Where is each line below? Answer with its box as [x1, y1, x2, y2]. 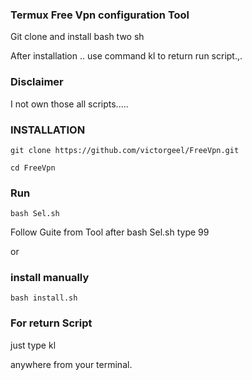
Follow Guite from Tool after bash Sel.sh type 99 [10, 226, 210, 238]
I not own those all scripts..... [10, 98, 129, 110]
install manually [10, 271, 90, 285]
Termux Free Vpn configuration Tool [10, 8, 190, 22]
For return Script [10, 316, 93, 330]
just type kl [10, 339, 57, 351]
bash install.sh [10, 293, 78, 303]
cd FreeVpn [10, 163, 56, 173]
